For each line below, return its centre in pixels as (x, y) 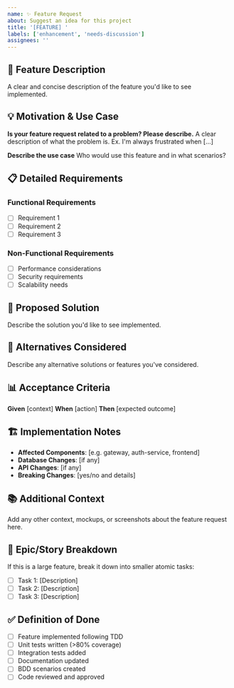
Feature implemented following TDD (70, 637)
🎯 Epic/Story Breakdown (62, 549)
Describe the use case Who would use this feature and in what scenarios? (117, 155)
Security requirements (50, 276)
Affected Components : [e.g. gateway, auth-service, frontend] (109, 452)
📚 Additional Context (56, 499)
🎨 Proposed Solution (53, 308)
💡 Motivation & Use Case (63, 117)
